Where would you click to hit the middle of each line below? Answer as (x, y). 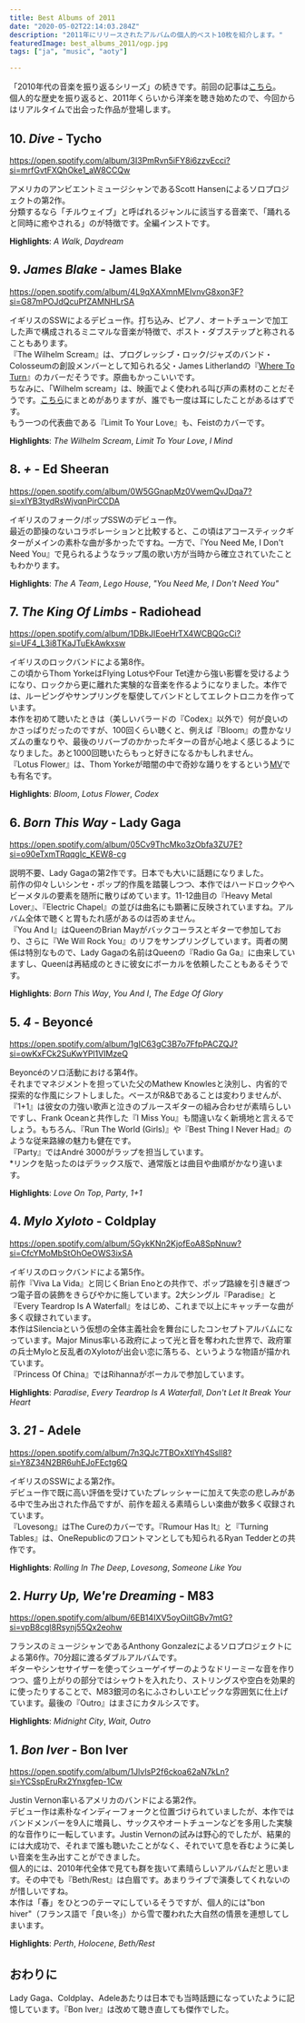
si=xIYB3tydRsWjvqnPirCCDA (65, 500)
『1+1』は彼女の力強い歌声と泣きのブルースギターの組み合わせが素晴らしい (150, 1107)
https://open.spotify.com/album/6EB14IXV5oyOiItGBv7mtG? (121, 1618)
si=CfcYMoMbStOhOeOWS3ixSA (71, 1253)
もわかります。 (37, 565)
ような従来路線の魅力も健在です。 (73, 1141)
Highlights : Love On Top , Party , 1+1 (76, 1193)
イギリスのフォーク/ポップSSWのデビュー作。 (95, 519)
